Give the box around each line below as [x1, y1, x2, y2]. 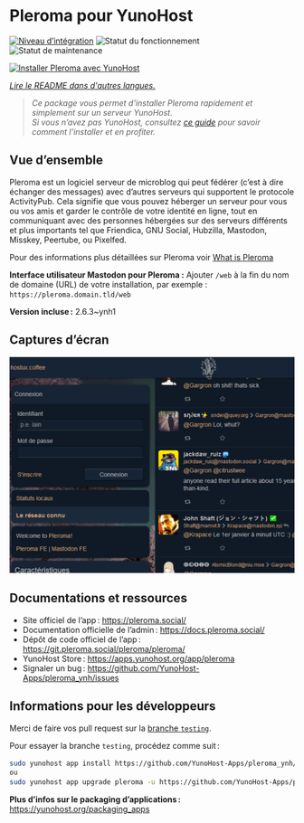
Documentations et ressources [9, 591, 188, 606]
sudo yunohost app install [9, 759, 111, 768]
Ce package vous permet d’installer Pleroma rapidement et [31, 97, 253, 109]
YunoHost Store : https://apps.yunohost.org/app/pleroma [22, 653, 235, 664]
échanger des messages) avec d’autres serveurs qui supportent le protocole [9, 186, 295, 197]
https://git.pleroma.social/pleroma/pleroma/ [22, 643, 185, 654]
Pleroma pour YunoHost [9, 5, 194, 26]
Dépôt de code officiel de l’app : [22, 634, 142, 645]
